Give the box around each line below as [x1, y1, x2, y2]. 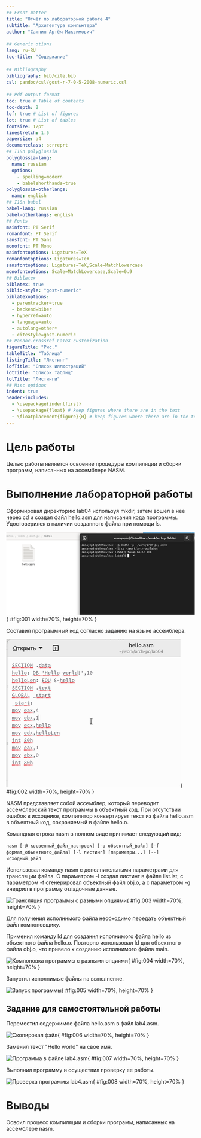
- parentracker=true [11, 300, 63, 306]
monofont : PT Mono [6, 243, 52, 250]
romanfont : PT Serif [6, 230, 58, 236]
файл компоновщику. [6, 921, 61, 928]
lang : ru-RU [6, 48, 36, 54]
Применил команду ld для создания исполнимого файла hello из [6, 933, 172, 940]
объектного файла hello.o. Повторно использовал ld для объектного [6, 939, 181, 946]
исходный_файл [6, 856, 42, 862]
